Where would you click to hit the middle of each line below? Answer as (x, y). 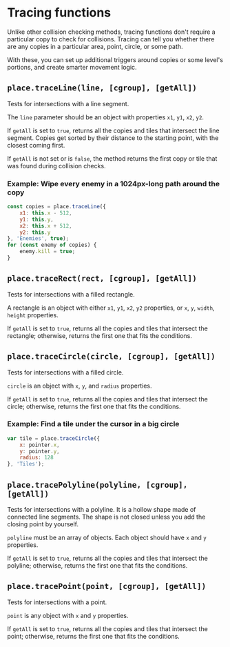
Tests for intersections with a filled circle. (65, 372)
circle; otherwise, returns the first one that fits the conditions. (94, 406)
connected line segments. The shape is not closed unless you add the (106, 517)
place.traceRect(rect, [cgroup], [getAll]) (102, 279)
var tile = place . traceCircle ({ (53, 438)
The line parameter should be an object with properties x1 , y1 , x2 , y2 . (106, 117)
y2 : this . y (35, 232)
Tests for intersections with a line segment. (68, 103)
